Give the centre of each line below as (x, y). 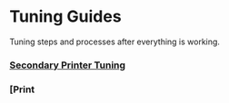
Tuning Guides (65, 17)
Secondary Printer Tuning (67, 65)
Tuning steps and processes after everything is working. (115, 42)
